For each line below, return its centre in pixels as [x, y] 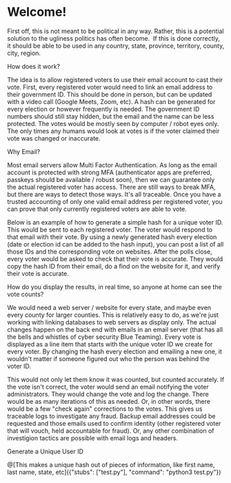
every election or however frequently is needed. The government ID [103, 109]
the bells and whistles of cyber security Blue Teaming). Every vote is [104, 337]
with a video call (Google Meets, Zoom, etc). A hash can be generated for [111, 101]
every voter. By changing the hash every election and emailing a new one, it [115, 351]
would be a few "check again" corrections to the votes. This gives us [105, 409]
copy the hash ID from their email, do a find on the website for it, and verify [114, 266]
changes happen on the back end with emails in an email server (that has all [115, 329]
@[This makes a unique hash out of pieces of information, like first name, [111, 464]
